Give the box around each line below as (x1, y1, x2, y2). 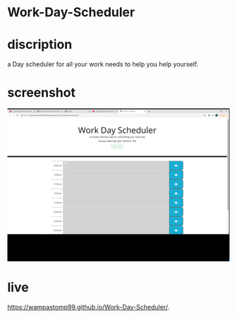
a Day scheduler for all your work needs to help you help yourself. (7, 60, 199, 69)
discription (7, 37, 73, 53)
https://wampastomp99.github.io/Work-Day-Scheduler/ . (7, 302, 170, 311)
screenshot (7, 85, 76, 101)
